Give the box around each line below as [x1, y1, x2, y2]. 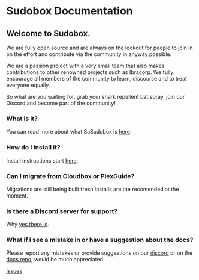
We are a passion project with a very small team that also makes [6, 62, 165, 69]
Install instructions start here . [6, 157, 79, 164]
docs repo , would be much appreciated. [6, 256, 105, 263]
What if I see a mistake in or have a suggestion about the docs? [6, 236, 194, 244]
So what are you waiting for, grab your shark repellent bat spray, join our [6, 93, 185, 100]
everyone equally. [6, 81, 50, 89]
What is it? [6, 114, 38, 123]
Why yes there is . [6, 221, 49, 228]
